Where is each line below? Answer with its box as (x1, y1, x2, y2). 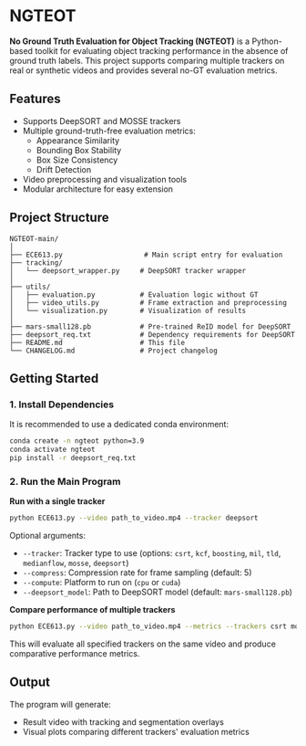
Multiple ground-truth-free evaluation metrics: (22, 125, 196, 136)
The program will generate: (9, 699, 111, 709)
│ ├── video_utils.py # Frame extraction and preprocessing (9, 298, 287, 307)
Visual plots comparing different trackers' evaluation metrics (22, 726, 250, 737)
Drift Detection (36, 163, 92, 174)
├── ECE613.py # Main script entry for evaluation (9, 250, 283, 259)
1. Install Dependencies (9, 398, 115, 411)
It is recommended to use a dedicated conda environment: (9, 419, 229, 430)
